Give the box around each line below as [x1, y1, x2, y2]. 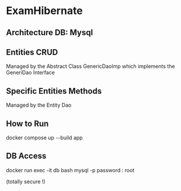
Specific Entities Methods [6, 86, 102, 96]
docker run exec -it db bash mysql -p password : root [6, 166, 135, 173]
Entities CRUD [6, 47, 58, 57]
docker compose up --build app [6, 134, 83, 141]
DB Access [6, 151, 47, 161]
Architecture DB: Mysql [6, 28, 93, 37]
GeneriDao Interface [6, 69, 55, 76]
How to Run [6, 118, 49, 128]
